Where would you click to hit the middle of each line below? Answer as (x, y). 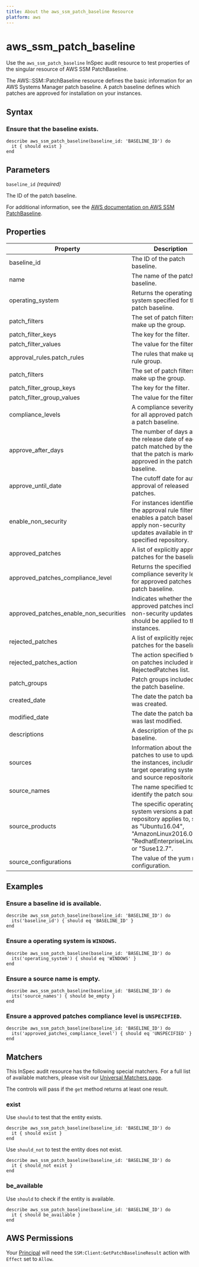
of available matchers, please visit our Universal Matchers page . (84, 1078)
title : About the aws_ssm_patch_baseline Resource (70, 12)
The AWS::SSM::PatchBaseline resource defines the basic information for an (99, 81)
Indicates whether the (162, 598)
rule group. (147, 361)
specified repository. (160, 539)
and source (147, 777)
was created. (149, 704)
